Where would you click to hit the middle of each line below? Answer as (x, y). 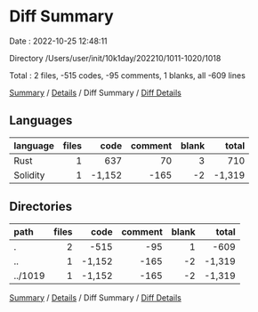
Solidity (29, 175)
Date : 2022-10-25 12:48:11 (59, 41)
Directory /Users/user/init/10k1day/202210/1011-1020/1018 (115, 58)
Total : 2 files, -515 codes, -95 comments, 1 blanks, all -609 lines (128, 75)
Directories (41, 207)
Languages (41, 120)
